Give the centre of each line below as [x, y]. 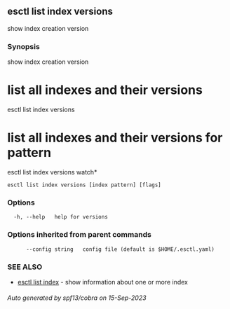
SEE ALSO [25, 267]
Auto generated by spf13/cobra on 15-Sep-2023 [77, 298]
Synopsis [23, 46]
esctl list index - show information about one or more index [102, 282]
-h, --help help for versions [61, 217]
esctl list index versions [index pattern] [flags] [84, 185]
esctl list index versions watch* [52, 172]
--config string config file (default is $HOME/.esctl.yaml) [120, 249]
